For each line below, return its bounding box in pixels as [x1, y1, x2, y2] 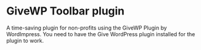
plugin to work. [6, 37, 44, 44]
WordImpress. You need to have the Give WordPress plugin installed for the [6, 30, 196, 37]
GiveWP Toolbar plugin [6, 4, 125, 18]
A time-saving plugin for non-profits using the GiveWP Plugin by [6, 24, 167, 31]
